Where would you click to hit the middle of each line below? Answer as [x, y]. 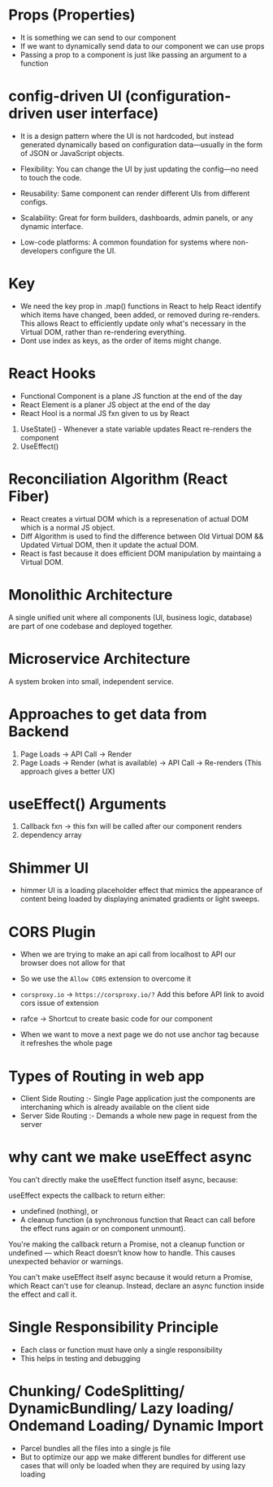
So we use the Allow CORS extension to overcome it [106, 979]
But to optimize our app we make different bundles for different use [133, 1457]
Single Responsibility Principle [114, 1327]
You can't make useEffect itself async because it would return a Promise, [131, 1277]
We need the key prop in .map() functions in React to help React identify [141, 306]
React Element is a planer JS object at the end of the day [115, 405]
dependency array [51, 835]
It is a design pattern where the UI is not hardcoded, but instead [127, 136]
